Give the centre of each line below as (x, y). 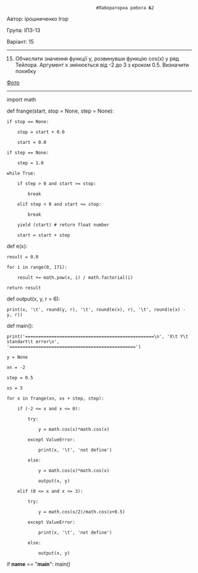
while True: (21, 173)
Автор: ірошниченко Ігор (38, 19)
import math (21, 99)
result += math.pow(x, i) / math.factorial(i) (75, 278)
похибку (26, 71)
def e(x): (17, 246)
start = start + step (43, 235)
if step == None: (28, 153)
